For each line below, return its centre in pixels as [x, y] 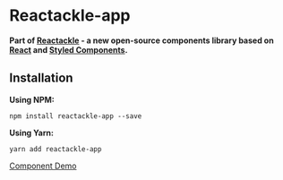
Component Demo [43, 166]
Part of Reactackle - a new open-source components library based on [142, 40]
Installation [41, 78]
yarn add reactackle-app [56, 149]
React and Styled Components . [69, 49]
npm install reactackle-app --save [76, 116]
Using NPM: [32, 99]
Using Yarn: [31, 133]
